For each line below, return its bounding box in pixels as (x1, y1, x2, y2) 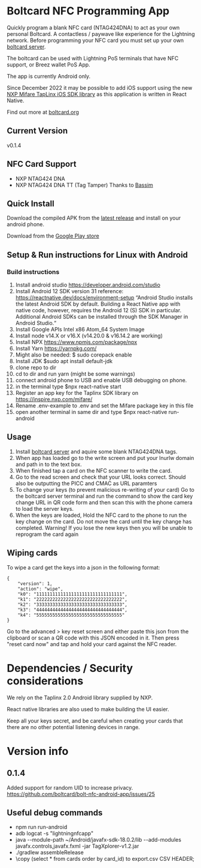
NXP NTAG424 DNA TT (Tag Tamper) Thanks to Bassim (15, 181, 153, 188)
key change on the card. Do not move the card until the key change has (15, 517, 192, 525)
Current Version (7, 126, 68, 136)
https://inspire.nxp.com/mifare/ (15, 396, 93, 403)
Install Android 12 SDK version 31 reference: (15, 288, 124, 295)
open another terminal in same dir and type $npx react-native (15, 409, 167, 416)
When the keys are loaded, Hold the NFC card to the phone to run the (15, 511, 187, 519)
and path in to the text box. (15, 461, 83, 468)
